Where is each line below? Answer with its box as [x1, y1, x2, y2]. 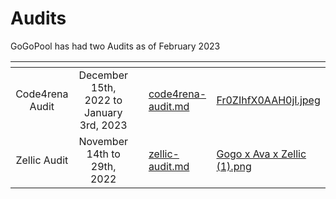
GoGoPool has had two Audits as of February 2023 [10, 40, 221, 52]
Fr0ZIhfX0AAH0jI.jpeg [216, 93, 321, 107]
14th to [86, 147, 121, 161]
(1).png [216, 159, 252, 173]
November [78, 134, 128, 148]
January [84, 105, 123, 119]
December [78, 68, 128, 82]
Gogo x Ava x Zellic [216, 147, 307, 161]
